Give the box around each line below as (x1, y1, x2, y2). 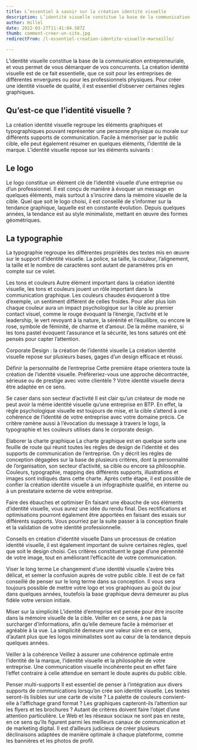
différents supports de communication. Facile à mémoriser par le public (6, 134, 179, 141)
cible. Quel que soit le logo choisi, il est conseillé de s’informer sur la (6, 198, 172, 205)
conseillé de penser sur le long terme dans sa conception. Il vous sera (6, 578, 175, 585)
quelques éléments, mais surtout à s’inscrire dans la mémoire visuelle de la (6, 191, 188, 198)
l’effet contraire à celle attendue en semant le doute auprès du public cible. (6, 669, 187, 677)
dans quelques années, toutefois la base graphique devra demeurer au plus (6, 590, 189, 598)
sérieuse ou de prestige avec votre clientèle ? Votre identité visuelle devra (6, 377, 185, 384)
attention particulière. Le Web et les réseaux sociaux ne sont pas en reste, (6, 712, 185, 719)
